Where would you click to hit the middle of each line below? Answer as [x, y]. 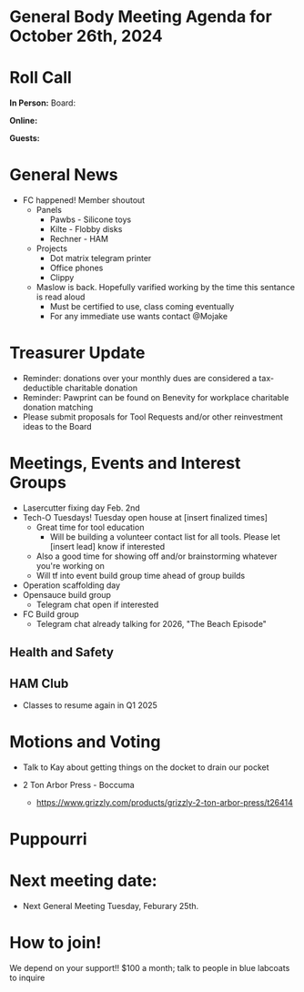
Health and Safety [62, 653]
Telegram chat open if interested [97, 604]
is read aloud [61, 297]
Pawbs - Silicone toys [91, 219]
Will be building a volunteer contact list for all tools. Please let [165, 536]
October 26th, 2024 [86, 36]
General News [64, 175]
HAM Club [39, 683]
